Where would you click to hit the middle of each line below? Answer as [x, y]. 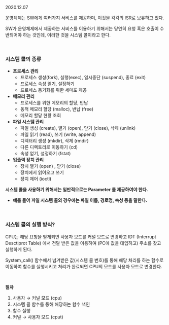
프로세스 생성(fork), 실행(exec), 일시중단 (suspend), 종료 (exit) [83, 78]
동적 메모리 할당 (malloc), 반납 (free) [57, 109]
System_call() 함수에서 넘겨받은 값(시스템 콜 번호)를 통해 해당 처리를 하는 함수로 [84, 260]
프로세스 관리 [26, 71]
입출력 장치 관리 [28, 160]
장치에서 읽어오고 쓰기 [42, 172]
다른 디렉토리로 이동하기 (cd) [49, 147]
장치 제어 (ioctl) [36, 179]
